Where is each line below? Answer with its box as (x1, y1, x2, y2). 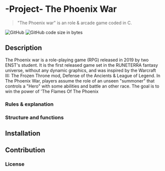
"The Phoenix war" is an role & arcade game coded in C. (17, 20, 132, 26)
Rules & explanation (5, 100, 54, 107)
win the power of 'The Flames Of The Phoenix (5, 88, 99, 94)
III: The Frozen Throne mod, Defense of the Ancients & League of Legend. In (5, 73, 161, 79)
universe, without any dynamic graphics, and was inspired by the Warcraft (5, 67, 157, 73)
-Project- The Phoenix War (5, 3, 117, 15)
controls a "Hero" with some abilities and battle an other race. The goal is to (5, 83, 160, 89)
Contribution (5, 146, 45, 154)
